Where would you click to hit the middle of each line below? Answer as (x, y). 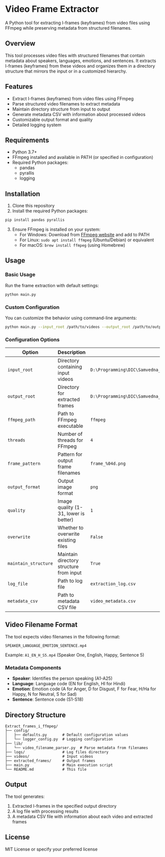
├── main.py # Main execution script (59, 765)
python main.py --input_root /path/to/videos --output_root (68, 327)
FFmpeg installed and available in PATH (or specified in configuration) (83, 157)
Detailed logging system (37, 125)
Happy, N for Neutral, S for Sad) (44, 694)
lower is (76, 514)
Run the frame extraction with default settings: (52, 285)
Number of (70, 434)
